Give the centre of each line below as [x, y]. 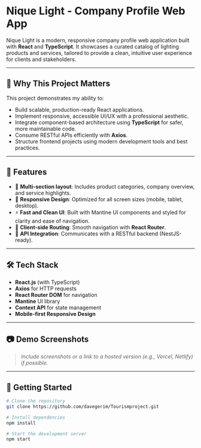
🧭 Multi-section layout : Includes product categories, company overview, [105, 186]
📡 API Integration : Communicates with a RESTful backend [86, 234]
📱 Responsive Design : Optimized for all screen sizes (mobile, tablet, [99, 199]
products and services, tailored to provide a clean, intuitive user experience [99, 53]
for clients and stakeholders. [41, 59]
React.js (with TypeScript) [47, 283]
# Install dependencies [36, 417]
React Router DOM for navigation [56, 295]
